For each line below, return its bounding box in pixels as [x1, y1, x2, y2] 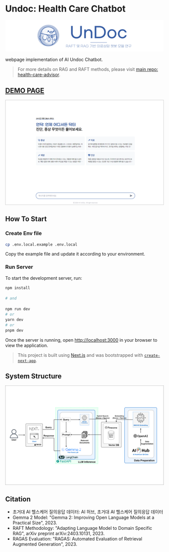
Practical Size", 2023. [12, 520, 57, 526]
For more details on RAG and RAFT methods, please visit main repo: [17, 66, 158, 72]
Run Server [5, 264, 34, 271]
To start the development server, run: [5, 275, 82, 281]
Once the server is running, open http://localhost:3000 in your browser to [5, 337, 157, 343]
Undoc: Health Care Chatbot [5, 3, 126, 15]
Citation [5, 495, 31, 503]
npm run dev [5, 306, 30, 312]
